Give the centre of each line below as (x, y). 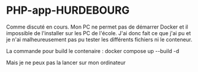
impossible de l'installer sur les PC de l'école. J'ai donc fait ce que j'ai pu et (99, 33)
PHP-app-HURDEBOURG (68, 10)
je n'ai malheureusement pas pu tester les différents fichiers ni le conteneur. (99, 39)
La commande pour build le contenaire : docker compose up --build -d (93, 51)
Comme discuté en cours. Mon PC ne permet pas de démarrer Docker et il (97, 27)
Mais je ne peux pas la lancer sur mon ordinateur (66, 62)
